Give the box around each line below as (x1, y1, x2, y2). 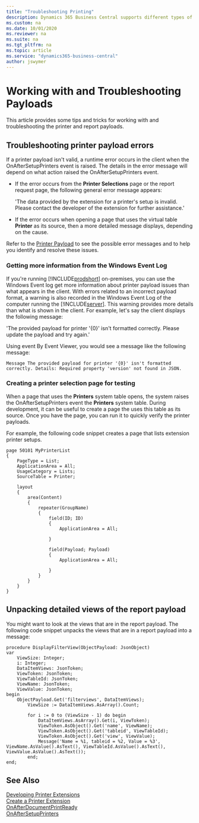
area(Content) (27, 494, 62, 501)
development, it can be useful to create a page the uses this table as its (6, 405, 181, 412)
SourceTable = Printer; (17, 473, 76, 480)
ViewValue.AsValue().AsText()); (6, 749, 86, 754)
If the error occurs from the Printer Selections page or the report (14, 180, 175, 188)
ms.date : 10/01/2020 (6, 25, 58, 32)
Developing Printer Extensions (6, 791, 80, 799)
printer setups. (6, 436, 42, 443)
